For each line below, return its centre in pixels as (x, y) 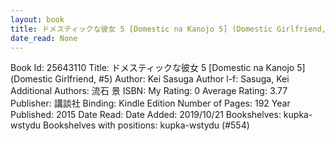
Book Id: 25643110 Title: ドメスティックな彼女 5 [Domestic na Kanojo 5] (158, 68)
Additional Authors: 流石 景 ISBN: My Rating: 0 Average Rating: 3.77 (149, 91)
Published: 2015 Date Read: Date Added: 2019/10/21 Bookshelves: (146, 115)
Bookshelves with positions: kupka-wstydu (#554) (146, 125)
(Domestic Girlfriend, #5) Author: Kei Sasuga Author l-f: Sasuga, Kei (150, 79)
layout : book (37, 19)
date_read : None (44, 38)
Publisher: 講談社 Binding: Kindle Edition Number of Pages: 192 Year (150, 103)
